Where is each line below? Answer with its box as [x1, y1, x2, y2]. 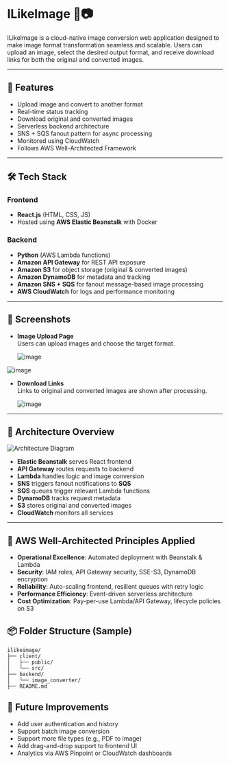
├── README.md [7, 682, 48, 690]
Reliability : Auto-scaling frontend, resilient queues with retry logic [16, 583, 204, 591]
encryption [16, 575, 48, 583]
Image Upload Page [16, 332, 74, 340]
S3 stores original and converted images [16, 502, 132, 510]
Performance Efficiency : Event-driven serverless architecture [16, 589, 193, 598]
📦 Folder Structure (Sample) [7, 625, 132, 637]
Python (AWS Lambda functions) [16, 251, 111, 259]
